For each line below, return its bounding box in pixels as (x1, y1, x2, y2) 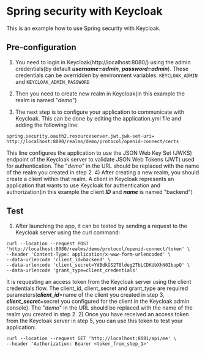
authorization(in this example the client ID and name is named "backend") (6, 188, 193, 195)
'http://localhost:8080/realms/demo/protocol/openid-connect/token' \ (6, 246, 190, 252)
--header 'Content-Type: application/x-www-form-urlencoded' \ (6, 251, 171, 258)
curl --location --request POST (6, 240, 89, 247)
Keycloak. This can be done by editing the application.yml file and (15, 114, 182, 122)
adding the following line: (15, 121, 79, 128)
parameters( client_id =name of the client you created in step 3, (6, 291, 165, 298)
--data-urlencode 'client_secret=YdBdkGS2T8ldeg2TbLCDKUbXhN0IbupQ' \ (6, 262, 190, 268)
